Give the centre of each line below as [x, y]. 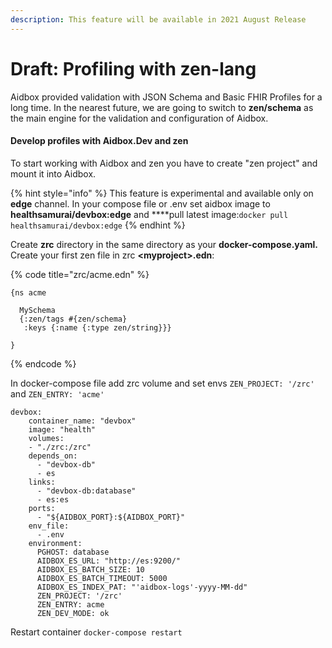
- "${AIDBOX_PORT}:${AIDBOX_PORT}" [111, 517]
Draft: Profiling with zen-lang [133, 68]
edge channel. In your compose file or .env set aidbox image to [140, 203]
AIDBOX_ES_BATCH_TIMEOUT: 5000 [102, 578]
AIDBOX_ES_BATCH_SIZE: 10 [90, 569]
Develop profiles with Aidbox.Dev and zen [99, 141]
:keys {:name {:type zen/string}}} [97, 327]
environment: [55, 543]
